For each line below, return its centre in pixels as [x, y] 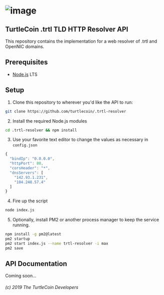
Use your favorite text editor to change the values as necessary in [80, 140]
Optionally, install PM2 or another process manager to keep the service [85, 220]
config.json [25, 145]
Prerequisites [26, 62]
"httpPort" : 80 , [26, 164]
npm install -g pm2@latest [33, 234]
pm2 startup [17, 239]
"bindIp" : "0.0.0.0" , [32, 159]
